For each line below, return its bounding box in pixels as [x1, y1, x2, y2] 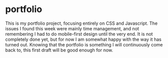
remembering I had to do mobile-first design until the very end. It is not [5, 31, 153, 37]
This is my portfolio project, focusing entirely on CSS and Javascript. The [5, 20, 158, 26]
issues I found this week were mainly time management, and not [5, 25, 139, 31]
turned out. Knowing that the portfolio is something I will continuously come [5, 41, 163, 47]
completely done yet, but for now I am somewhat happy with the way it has [5, 36, 162, 42]
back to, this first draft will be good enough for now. [5, 47, 113, 53]
